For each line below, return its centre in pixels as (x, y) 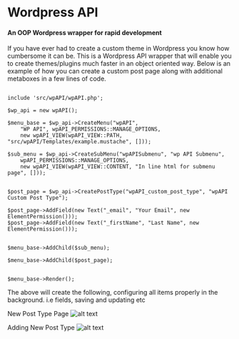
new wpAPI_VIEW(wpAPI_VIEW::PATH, (71, 136)
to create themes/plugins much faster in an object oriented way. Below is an (119, 64)
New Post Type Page (38, 314)
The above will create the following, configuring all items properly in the (113, 293)
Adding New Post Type (41, 328)
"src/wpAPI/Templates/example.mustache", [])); (80, 142)
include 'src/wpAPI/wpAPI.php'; (55, 98)
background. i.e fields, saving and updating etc (77, 300)
